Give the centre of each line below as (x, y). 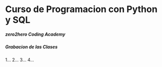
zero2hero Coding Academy (35, 34)
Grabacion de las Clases (31, 47)
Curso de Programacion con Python (81, 9)
